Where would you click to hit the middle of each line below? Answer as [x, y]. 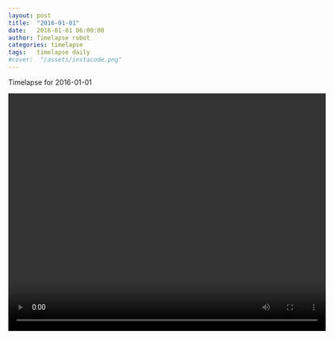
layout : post [30, 15]
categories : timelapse [46, 45]
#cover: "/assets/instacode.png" [65, 60]
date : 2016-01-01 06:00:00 [56, 30]
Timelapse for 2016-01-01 [50, 82]
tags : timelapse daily [49, 52]
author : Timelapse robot [49, 38]
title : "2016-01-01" [44, 23]
